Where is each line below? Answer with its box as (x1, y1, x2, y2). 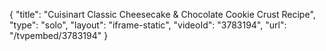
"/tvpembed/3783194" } (9, 30, 109, 41)
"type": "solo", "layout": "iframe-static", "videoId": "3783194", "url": (9, 19, 287, 31)
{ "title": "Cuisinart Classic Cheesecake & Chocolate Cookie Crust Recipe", (9, 9, 316, 20)
